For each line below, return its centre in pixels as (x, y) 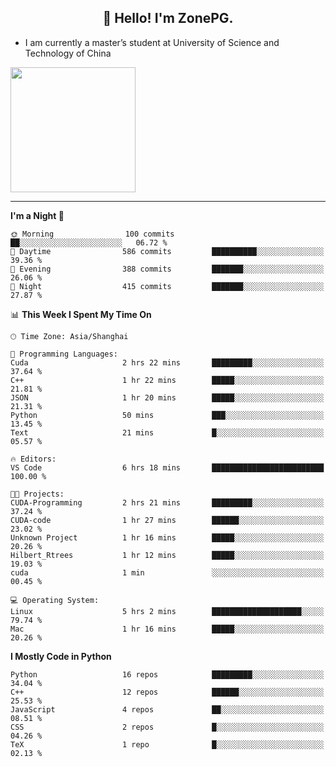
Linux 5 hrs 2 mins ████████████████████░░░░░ (167, 611)
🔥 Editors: (33, 459)
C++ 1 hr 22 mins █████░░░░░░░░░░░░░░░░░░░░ (167, 380)
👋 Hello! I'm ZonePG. (168, 18)
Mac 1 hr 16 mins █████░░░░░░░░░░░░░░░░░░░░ (167, 629)
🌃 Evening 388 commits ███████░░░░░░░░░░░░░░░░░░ (167, 269)
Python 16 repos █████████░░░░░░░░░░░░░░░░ (167, 674)
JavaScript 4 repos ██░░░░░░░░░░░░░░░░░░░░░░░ (167, 709)
